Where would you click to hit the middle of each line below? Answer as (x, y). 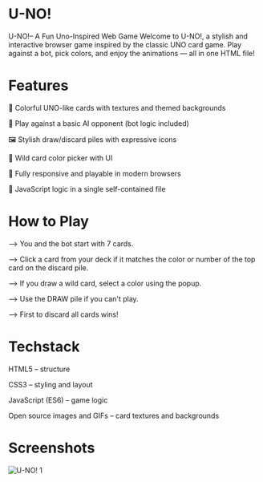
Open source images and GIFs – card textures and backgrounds (114, 415)
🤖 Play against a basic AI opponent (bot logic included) (99, 123)
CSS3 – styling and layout (51, 384)
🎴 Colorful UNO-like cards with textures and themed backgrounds (117, 107)
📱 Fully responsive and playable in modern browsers (95, 173)
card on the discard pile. (49, 267)
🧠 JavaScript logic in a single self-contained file (87, 188)
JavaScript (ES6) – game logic (58, 400)
